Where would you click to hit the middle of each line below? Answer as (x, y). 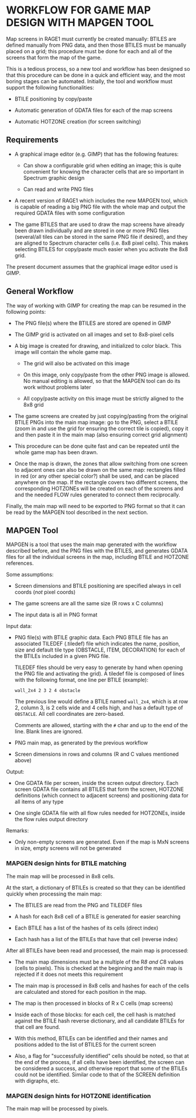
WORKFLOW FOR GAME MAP (78, 10)
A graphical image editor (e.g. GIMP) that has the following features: (97, 154)
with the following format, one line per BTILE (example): (81, 680)
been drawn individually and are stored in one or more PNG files (92, 230)
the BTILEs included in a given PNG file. (62, 656)
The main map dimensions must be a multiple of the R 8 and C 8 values (99, 962)
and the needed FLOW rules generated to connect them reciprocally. (97, 495)
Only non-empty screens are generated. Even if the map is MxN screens (102, 842)
